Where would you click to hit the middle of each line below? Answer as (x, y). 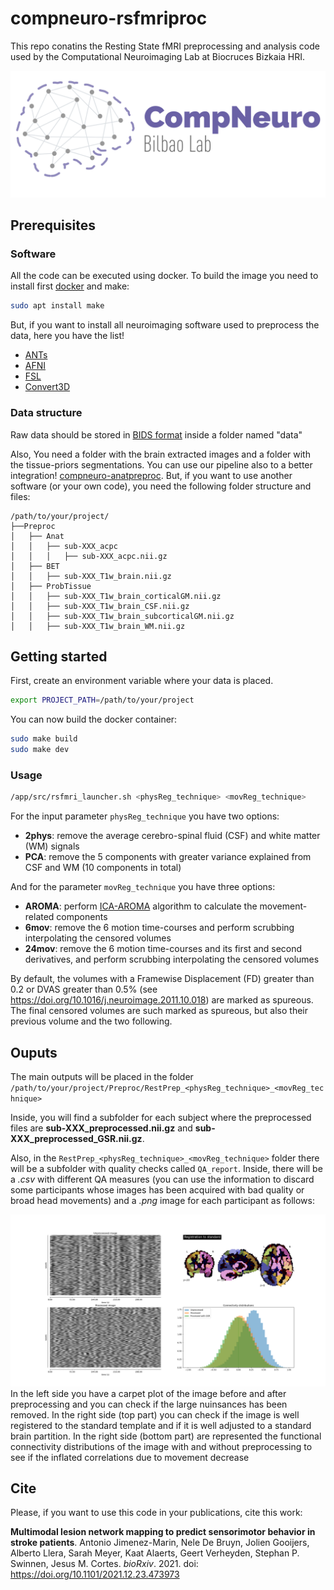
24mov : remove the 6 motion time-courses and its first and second (163, 949)
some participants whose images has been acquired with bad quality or (157, 1190)
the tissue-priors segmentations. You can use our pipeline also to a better (161, 464)
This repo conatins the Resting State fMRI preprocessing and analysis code (165, 46)
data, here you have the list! (67, 336)
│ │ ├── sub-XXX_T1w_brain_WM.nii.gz (98, 626)
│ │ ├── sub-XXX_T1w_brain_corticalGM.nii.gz (116, 596)
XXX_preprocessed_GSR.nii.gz (76, 1138)
